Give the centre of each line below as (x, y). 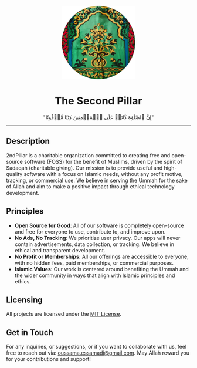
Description (28, 141)
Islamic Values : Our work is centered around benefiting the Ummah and (101, 269)
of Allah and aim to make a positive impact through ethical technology (90, 186)
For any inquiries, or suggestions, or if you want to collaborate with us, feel (96, 347)
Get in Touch (30, 332)
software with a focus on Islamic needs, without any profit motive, (103, 174)
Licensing (24, 300)
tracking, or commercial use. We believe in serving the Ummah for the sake (97, 180)
